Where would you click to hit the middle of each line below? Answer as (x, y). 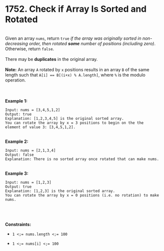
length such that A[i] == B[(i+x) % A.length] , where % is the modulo (75, 75)
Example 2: (17, 141)
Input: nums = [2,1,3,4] (30, 150)
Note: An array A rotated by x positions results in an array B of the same (77, 69)
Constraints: (18, 224)
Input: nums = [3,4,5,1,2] (33, 110)
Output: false (20, 155)
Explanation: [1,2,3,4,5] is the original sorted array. (65, 118)
